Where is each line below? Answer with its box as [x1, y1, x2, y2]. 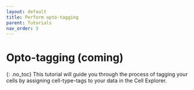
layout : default [6, 8, 47, 15]
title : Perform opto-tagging [6, 14, 79, 20]
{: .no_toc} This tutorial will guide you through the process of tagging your [6, 71, 188, 78]
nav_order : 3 [6, 25, 39, 32]
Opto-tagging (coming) [6, 51, 124, 64]
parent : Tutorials [6, 20, 52, 26]
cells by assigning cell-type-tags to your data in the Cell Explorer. [6, 77, 167, 84]
